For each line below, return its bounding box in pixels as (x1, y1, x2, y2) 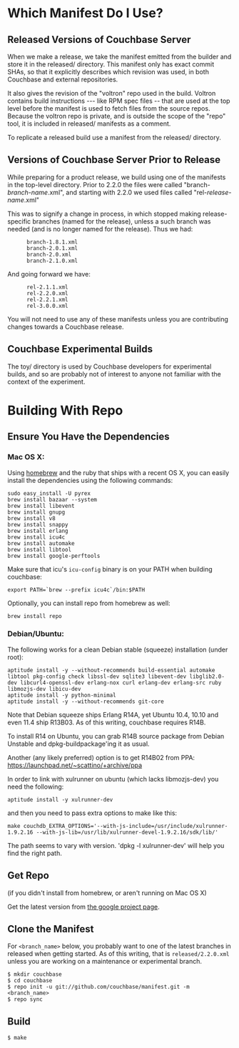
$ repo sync (7, 996, 43, 1003)
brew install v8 (7, 514, 56, 522)
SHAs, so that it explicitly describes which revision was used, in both (7, 68, 209, 76)
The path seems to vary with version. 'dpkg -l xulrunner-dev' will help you (7, 841, 225, 849)
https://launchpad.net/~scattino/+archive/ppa (7, 761, 143, 769)
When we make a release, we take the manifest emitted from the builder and (7, 52, 232, 61)
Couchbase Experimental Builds (7, 343, 153, 355)
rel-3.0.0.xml (26, 302, 69, 309)
